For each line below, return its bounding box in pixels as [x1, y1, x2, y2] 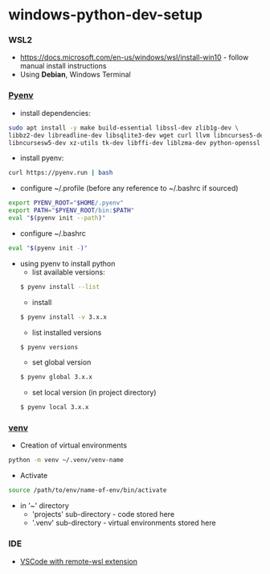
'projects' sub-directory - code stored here [31, 510, 175, 519]
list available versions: [31, 267, 106, 277]
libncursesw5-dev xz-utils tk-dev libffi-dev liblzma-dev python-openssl [8, 138, 261, 147]
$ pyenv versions [19, 343, 79, 351]
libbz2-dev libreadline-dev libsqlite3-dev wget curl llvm [8, 131, 211, 139]
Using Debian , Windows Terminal [19, 70, 131, 80]
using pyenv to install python [19, 258, 116, 268]
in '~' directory [19, 501, 70, 510]
